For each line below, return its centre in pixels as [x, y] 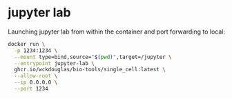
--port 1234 [31, 89]
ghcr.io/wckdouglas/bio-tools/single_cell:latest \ [90, 70]
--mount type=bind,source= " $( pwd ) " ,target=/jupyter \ [93, 57]
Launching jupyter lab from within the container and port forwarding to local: [116, 32]
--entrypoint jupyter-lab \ [55, 63]
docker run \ [27, 44]
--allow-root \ [36, 76]
